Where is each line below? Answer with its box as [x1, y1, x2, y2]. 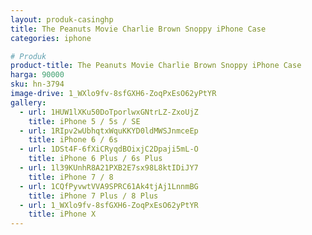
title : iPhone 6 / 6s [28, 135, 118, 145]
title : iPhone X [28, 209, 97, 220]
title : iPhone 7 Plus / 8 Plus [28, 191, 159, 201]
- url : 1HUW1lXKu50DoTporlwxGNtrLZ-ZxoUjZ [19, 107, 199, 117]
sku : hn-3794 [10, 79, 65, 90]
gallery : [10, 97, 47, 108]
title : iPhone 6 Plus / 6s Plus [28, 154, 163, 164]
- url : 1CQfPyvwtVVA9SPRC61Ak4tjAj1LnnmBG [19, 181, 199, 191]
